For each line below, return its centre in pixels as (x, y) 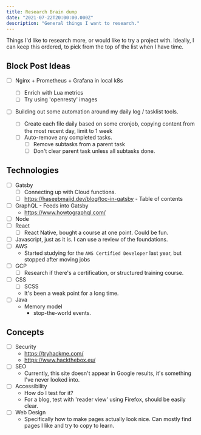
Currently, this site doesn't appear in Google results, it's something (108, 373)
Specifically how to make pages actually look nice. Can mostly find (108, 419)
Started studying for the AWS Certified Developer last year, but (103, 253)
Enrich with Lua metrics (54, 93)
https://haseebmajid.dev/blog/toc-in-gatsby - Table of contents (104, 198)
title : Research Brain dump (42, 12)
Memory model (43, 306)
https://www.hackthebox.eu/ (60, 360)
